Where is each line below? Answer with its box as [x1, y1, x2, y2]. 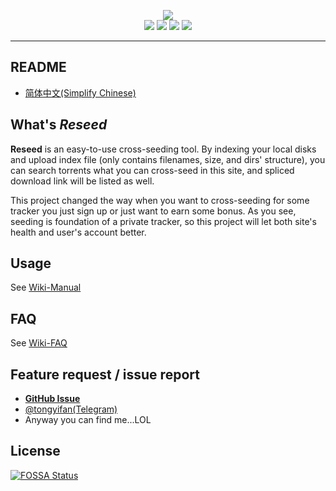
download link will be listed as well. [10, 175, 155, 187]
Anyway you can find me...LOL [24, 414, 152, 426]
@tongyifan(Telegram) [24, 403, 118, 415]
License [10, 443, 61, 460]
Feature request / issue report [10, 366, 200, 383]
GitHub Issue [24, 393, 81, 405]
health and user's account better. [10, 226, 147, 238]
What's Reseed [10, 116, 108, 134]
